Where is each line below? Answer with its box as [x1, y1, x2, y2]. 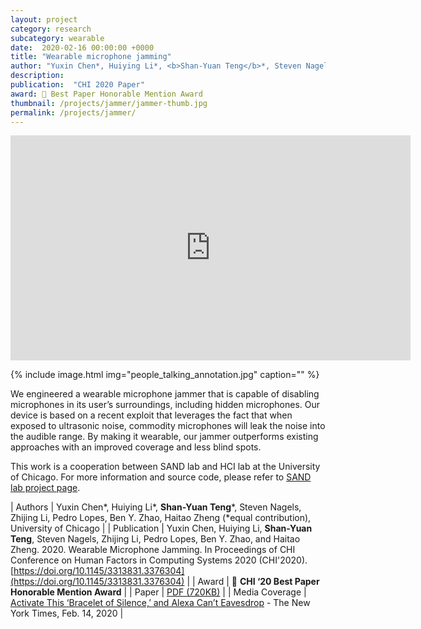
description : [10, 71, 65, 81]
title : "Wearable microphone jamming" [10, 52, 172, 62]
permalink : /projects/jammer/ [10, 107, 137, 118]
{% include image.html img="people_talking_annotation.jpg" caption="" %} [10, 369, 320, 381]
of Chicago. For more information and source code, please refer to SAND [10, 471, 312, 483]
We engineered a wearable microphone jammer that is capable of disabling [10, 388, 320, 400]
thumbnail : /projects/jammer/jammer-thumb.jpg [10, 98, 208, 108]
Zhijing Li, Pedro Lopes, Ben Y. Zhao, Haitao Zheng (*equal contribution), [10, 512, 312, 524]
